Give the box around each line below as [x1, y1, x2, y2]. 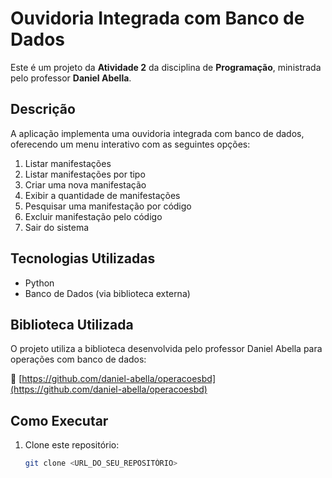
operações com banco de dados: [10, 353, 147, 366]
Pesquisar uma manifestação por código [24, 200, 192, 212]
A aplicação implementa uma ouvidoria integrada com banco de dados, [10, 127, 305, 139]
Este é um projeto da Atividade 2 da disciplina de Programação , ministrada [10, 61, 322, 73]
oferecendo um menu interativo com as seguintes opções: [10, 138, 251, 150]
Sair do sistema [24, 221, 90, 233]
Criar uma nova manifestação [24, 178, 147, 191]
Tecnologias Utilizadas [10, 250, 156, 267]
